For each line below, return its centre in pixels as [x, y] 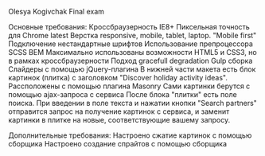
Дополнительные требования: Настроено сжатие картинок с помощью [130, 135]
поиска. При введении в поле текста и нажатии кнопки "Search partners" [132, 103]
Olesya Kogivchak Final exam [57, 12]
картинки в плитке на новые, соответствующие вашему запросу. [119, 120]
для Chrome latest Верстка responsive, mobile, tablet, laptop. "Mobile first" [132, 35]
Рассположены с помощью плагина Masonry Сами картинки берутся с [129, 86]
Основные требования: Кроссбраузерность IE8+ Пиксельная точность [129, 27]
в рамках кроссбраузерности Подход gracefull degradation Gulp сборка [131, 60]
